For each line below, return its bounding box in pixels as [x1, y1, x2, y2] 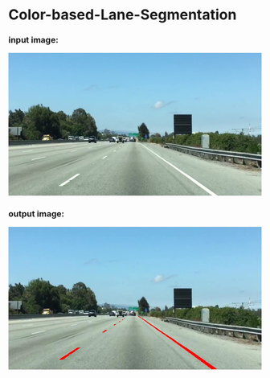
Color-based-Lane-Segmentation [8, 6, 237, 24]
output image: [8, 207, 64, 219]
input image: [8, 35, 59, 46]
